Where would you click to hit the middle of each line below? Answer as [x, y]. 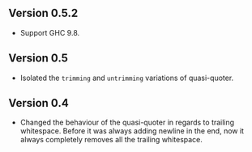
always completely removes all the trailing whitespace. [111, 140]
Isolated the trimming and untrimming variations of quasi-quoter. [127, 78]
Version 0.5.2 [43, 13]
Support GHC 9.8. [50, 32]
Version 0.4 [38, 103]
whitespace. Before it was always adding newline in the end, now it [132, 131]
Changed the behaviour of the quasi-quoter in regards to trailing [127, 122]
